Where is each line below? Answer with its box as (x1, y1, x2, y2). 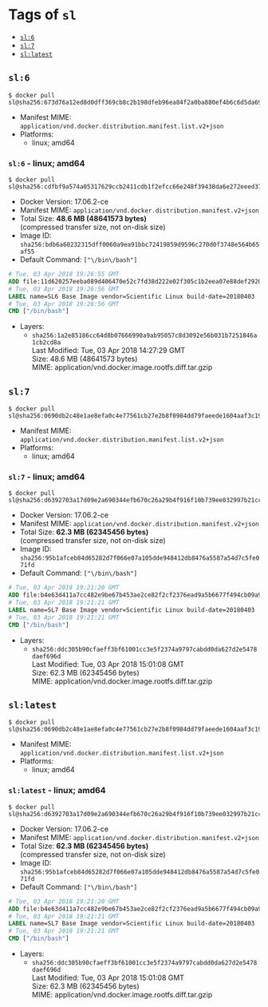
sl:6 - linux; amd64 (8, 157, 85, 168)
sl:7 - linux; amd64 (8, 471, 85, 482)
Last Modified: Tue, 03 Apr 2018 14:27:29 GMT (31, 346, 186, 355)
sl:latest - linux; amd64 (8, 785, 106, 796)
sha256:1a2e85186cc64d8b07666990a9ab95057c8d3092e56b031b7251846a (31, 331, 258, 340)
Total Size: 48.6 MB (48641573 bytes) (19, 214, 148, 224)
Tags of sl (8, 6, 77, 24)
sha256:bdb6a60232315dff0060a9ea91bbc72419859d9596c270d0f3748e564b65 (19, 241, 260, 249)
